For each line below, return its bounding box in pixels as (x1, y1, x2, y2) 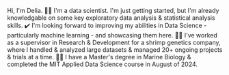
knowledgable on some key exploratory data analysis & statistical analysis (7, 14, 215, 22)
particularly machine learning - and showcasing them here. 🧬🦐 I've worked (7, 31, 217, 39)
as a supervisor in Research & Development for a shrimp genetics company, (7, 38, 221, 46)
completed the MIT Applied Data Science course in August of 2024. (7, 60, 198, 68)
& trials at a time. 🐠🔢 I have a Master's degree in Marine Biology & (7, 53, 191, 61)
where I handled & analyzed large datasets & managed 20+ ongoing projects (7, 46, 223, 54)
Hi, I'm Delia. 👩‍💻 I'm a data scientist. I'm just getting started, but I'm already (7, 7, 219, 14)
